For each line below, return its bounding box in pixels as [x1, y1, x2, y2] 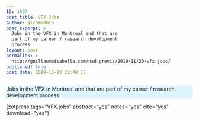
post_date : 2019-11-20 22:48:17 [6, 69, 86, 75]
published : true [6, 63, 46, 70]
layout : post [6, 47, 38, 53]
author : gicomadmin [6, 20, 54, 25]
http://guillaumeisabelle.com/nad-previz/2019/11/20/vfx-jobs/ [11, 58, 171, 64]
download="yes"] [6, 110, 49, 117]
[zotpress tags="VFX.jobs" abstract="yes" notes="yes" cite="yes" [6, 103, 169, 110]
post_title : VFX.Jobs [6, 14, 60, 20]
